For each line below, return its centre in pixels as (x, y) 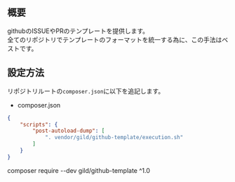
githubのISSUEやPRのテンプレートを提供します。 (78, 31)
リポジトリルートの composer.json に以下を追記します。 (86, 91)
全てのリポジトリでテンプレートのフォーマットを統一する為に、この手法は (115, 39)
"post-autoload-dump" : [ (69, 131)
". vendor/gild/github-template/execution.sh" (114, 138)
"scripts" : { (39, 124)
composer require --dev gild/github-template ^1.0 (79, 170)
